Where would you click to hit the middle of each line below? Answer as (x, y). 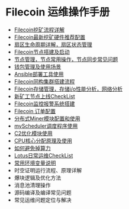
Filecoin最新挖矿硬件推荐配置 (50, 37)
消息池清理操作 (32, 185)
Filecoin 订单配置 (35, 111)
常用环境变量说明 (35, 163)
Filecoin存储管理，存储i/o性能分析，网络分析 (68, 89)
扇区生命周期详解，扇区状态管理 (53, 44)
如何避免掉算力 (32, 148)
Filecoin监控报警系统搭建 (44, 104)
